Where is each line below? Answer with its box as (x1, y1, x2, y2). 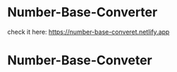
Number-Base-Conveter (7, 52, 153, 68)
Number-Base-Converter (7, 4, 158, 20)
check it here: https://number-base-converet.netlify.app (7, 28, 170, 36)
